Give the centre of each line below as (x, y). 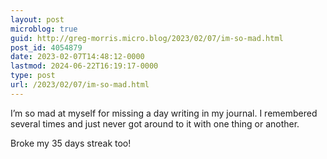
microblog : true (44, 29)
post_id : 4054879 (46, 47)
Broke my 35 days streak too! (71, 143)
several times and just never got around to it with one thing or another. (155, 123)
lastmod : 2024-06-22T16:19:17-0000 (84, 66)
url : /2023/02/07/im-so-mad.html (80, 85)
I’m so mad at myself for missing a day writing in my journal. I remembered (164, 113)
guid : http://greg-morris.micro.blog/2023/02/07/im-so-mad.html (147, 38)
